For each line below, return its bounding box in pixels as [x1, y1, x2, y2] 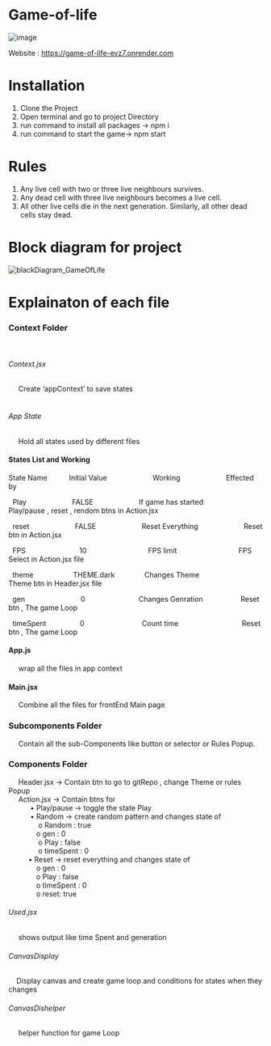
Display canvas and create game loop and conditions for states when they [15, 976, 263, 986]
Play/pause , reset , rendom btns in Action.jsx [8, 506, 159, 515]
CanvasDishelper [8, 1003, 66, 1013]
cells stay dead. [19, 210, 73, 219]
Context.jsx [8, 358, 47, 369]
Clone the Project [19, 103, 78, 112]
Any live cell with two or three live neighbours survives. [19, 184, 204, 193]
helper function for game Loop [18, 1028, 120, 1038]
